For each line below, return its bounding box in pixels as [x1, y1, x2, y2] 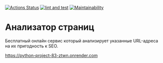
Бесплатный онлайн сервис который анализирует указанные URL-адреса [5, 38, 158, 43]
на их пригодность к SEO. [5, 43, 58, 49]
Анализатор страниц [5, 22, 95, 33]
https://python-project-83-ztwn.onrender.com [5, 52, 98, 58]
